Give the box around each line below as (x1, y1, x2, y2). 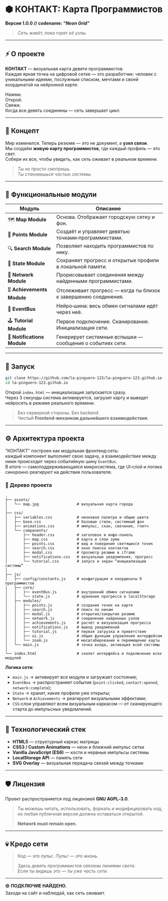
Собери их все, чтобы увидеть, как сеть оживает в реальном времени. (5, 156, 158, 162)
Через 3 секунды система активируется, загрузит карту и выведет (5, 394, 148, 400)
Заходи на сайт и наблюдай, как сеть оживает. (5, 890, 105, 896)
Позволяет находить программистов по (56, 243, 154, 250)
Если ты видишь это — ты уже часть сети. (17, 868, 108, 874)
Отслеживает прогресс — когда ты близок (56, 287, 160, 294)
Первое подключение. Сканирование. (56, 318, 149, 325)
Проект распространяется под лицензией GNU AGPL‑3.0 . (5, 796, 129, 802)
